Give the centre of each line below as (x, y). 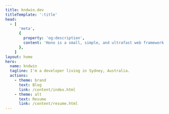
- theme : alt (28, 94)
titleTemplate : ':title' (31, 15)
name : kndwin (24, 66)
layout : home (19, 57)
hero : (11, 62)
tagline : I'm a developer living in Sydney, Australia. (70, 71)
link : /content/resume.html (48, 104)
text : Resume (32, 99)
